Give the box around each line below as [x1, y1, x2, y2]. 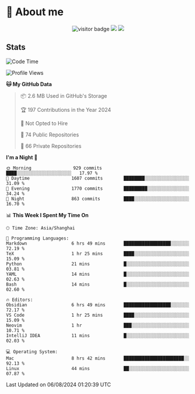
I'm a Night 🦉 [6, 153, 38, 160]
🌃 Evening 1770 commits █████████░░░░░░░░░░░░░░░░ [6, 186, 190, 191]
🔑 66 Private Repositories [20, 142, 82, 149]
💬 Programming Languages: [6, 235, 69, 241]
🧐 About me [6, 5, 64, 19]
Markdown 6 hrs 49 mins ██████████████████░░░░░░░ [6, 240, 190, 246]
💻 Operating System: [6, 348, 58, 355]
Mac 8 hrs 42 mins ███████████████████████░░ [6, 355, 190, 361]
